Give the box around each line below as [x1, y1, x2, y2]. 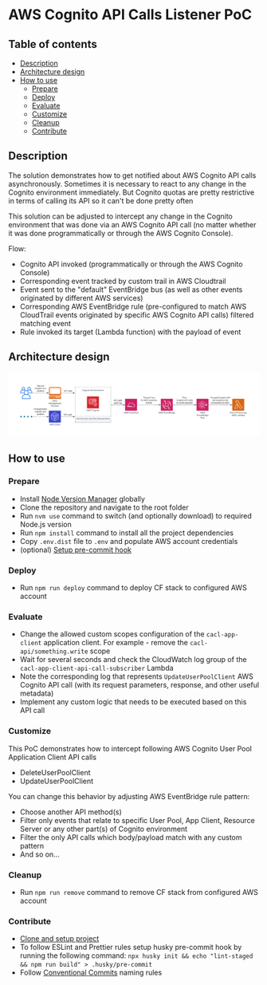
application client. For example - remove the [43, 638, 189, 648]
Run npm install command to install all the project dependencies [19, 528, 234, 538]
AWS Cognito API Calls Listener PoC [8, 6, 253, 24]
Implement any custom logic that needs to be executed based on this [19, 697, 247, 707]
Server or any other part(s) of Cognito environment [19, 824, 188, 833]
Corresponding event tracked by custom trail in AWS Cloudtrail [19, 276, 226, 286]
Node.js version [19, 519, 72, 529]
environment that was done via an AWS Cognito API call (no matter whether [8, 219, 257, 229]
